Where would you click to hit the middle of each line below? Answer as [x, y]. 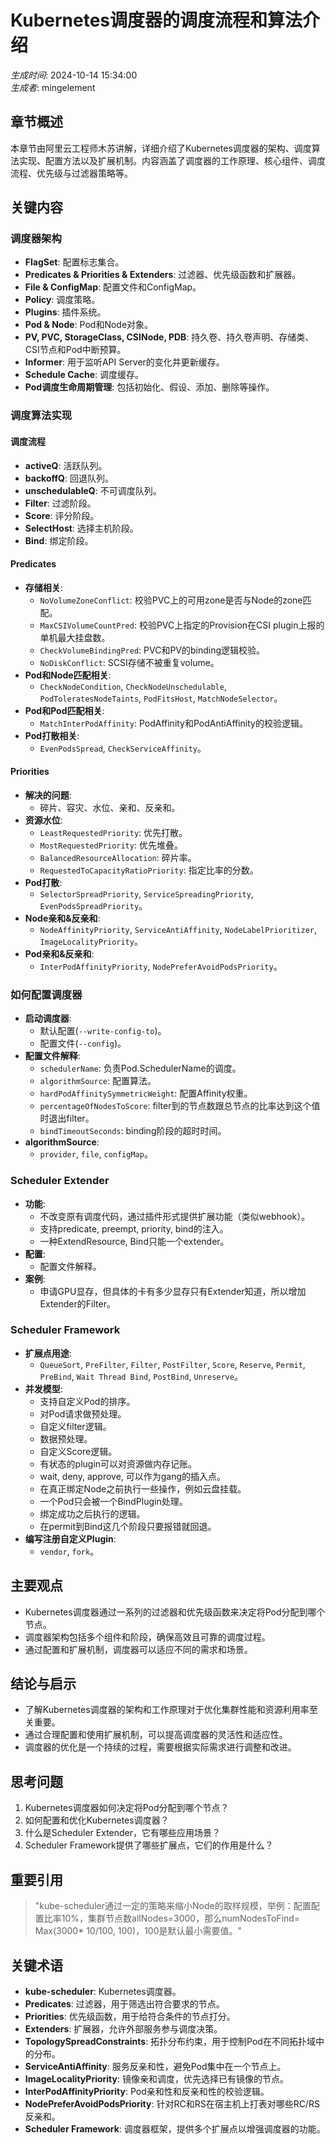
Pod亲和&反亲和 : [59, 953]
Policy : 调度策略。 [62, 300]
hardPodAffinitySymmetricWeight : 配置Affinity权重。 [146, 1093]
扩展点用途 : [48, 1353]
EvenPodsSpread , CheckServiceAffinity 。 [123, 748]
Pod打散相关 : [52, 735]
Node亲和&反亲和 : [62, 918]
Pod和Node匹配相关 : [68, 675]
